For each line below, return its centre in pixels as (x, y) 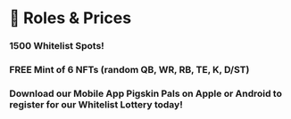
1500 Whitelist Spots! (57, 46)
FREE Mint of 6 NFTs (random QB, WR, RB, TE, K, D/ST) (129, 70)
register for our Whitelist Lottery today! (96, 104)
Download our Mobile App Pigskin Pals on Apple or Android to (146, 93)
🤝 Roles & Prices (71, 18)
